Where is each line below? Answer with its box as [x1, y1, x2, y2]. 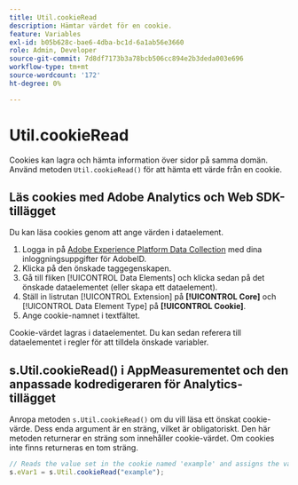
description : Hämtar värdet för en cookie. [9, 21, 173, 30]
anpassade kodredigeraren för [9, 377, 181, 392]
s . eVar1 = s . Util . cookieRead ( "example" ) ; [9, 468, 165, 477]
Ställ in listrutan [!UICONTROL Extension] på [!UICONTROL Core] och [21, 291, 277, 302]
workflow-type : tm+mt [9, 63, 90, 72]
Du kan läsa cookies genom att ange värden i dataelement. [9, 227, 224, 238]
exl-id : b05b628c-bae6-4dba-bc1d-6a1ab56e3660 [9, 37, 184, 47]
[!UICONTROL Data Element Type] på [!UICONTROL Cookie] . [21, 301, 247, 312]
